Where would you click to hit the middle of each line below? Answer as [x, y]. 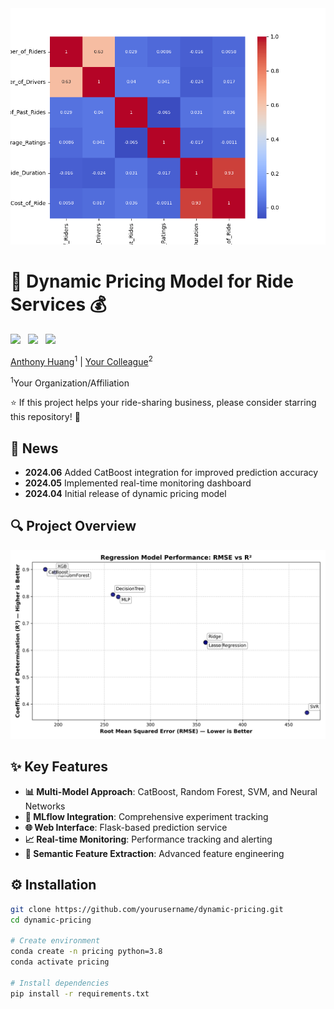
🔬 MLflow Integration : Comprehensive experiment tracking [146, 816]
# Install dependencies [60, 983]
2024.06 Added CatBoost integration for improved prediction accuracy [171, 473]
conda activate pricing [60, 962]
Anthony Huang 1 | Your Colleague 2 [81, 360]
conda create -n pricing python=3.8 [86, 952]
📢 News [34, 448]
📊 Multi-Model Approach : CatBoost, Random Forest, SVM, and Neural [171, 791]
